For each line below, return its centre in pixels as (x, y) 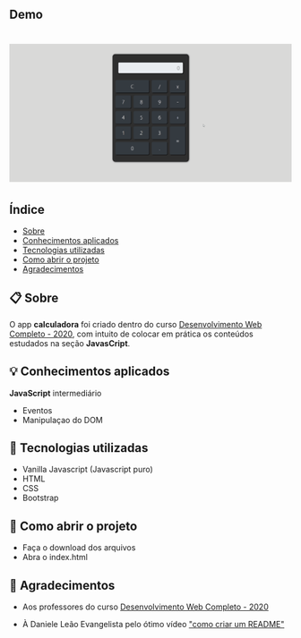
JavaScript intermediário (56, 393)
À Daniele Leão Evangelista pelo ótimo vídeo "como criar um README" (153, 625)
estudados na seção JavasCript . (70, 343)
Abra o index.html (55, 557)
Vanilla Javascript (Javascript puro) (88, 470)
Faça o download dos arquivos (79, 548)
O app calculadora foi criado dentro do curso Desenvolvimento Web (136, 324)
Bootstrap (40, 498)
